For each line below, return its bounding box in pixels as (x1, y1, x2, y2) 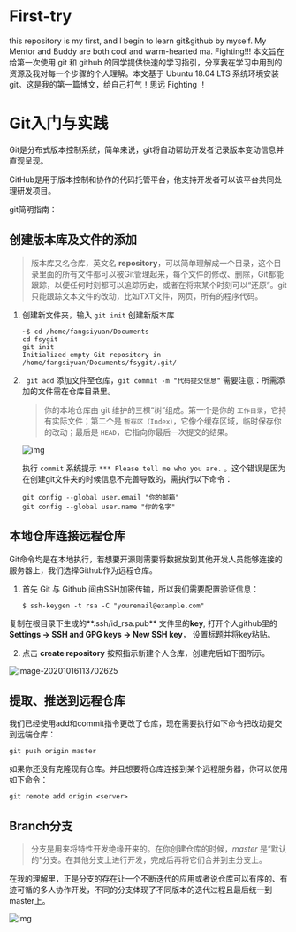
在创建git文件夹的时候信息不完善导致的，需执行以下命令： (21, 473, 233, 484)
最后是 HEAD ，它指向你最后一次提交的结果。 (74, 426, 233, 437)
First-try (9, 6, 72, 27)
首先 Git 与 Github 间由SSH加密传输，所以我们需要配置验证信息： (21, 584, 259, 594)
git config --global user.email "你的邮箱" (21, 493, 179, 501)
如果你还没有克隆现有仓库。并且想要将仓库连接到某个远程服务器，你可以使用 (9, 763, 288, 775)
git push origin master (9, 747, 97, 756)
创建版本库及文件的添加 (9, 233, 137, 248)
